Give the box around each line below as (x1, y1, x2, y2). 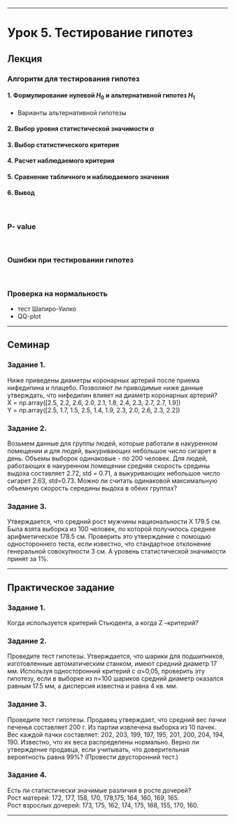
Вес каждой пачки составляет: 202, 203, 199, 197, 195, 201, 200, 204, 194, (7, 730, 225, 739)
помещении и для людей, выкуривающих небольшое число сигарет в (7, 446, 217, 455)
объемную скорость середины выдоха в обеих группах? (7, 483, 177, 492)
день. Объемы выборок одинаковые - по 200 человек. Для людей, (7, 454, 208, 462)
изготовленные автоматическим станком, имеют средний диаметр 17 (7, 660, 218, 668)
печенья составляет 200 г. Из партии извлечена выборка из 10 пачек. (7, 723, 217, 731)
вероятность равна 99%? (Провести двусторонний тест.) (7, 752, 178, 761)
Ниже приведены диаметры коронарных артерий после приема (7, 376, 200, 384)
